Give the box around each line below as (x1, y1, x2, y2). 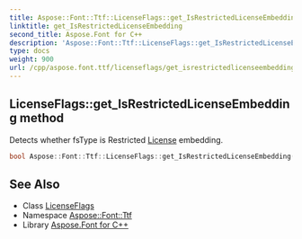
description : (9, 38, 58, 48)
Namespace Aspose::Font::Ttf (22, 210, 132, 221)
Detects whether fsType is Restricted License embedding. (9, 134, 224, 145)
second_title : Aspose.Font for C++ (9, 30, 143, 39)
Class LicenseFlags (22, 200, 94, 211)
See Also (9, 176, 60, 191)
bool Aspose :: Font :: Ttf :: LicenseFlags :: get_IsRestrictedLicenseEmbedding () (9, 152, 299, 161)
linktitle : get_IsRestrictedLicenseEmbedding (9, 22, 182, 31)
